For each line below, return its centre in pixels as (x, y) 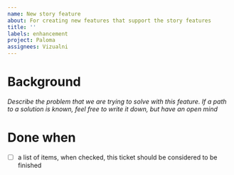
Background (44, 82)
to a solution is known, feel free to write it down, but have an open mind (113, 109)
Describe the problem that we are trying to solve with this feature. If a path (117, 101)
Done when (42, 138)
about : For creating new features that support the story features (110, 21)
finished (30, 165)
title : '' (22, 27)
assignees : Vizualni (38, 47)
